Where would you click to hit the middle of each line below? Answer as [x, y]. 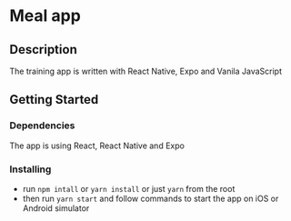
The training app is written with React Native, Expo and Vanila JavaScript [146, 71]
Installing [30, 169]
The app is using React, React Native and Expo [97, 146]
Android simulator [56, 208]
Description [43, 50]
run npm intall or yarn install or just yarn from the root [129, 188]
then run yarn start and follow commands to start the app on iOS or [151, 198]
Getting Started [54, 100]
